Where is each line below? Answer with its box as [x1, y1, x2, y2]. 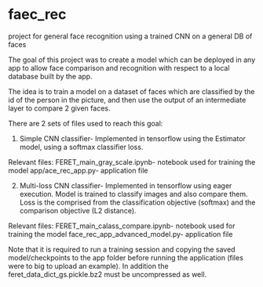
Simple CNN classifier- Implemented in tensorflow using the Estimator [19, 133, 246, 143]
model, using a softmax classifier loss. [19, 142, 144, 151]
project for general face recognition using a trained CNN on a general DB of [8, 31, 253, 41]
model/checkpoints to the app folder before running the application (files [8, 252, 243, 262]
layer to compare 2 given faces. [8, 104, 111, 113]
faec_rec [8, 5, 67, 24]
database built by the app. [8, 71, 93, 81]
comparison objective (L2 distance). [19, 205, 137, 215]
